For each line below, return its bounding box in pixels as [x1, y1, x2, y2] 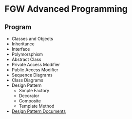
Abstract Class [11, 57, 41, 62]
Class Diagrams [11, 77, 43, 83]
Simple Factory [19, 88, 50, 93]
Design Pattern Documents [11, 108, 66, 114]
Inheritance [11, 41, 35, 47]
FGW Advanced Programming [4, 3, 128, 15]
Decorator [19, 93, 39, 99]
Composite [19, 98, 41, 103]
